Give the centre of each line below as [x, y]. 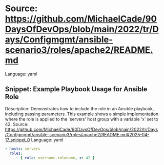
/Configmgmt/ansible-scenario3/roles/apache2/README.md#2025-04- [77, 134]
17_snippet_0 [18, 140]
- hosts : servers [23, 149]
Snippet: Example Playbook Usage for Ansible [76, 89]
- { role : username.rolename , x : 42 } [55, 158]
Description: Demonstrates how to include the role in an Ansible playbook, [80, 108]
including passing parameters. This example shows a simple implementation [82, 114]
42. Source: [17, 124]
